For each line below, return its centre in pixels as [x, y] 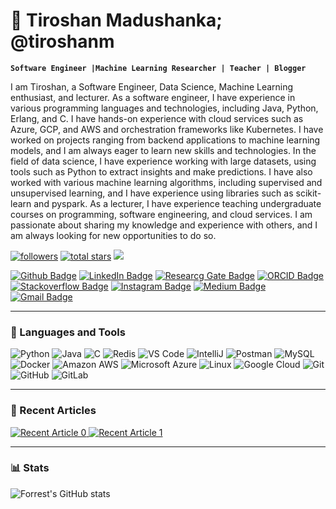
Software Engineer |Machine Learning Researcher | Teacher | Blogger [158, 68]
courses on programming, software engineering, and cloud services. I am [161, 214]
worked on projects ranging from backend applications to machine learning [165, 140]
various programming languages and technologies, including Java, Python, [164, 108]
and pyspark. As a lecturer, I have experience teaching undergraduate [177, 203]
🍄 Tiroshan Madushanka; [116, 20]
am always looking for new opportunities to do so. [113, 235]
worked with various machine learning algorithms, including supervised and [166, 182]
